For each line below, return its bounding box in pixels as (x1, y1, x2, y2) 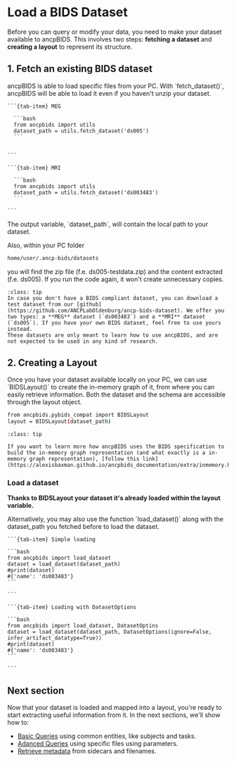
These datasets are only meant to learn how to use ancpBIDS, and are (7, 332, 218, 339)
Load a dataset (7, 478, 59, 488)
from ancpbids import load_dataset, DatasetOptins (7, 623, 159, 630)
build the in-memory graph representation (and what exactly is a (7, 449, 206, 456)
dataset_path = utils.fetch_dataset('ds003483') (13, 189, 159, 196)
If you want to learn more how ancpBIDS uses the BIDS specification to (7, 443, 225, 451)
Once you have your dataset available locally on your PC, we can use (7, 375, 207, 384)
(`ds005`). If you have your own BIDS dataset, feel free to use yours (7, 319, 221, 326)
